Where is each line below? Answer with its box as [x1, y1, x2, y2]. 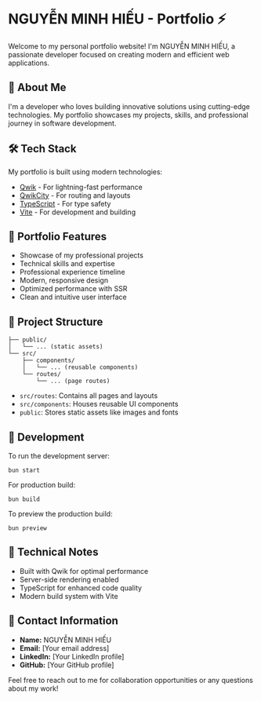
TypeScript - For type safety [19, 199, 111, 208]
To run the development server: [8, 451, 110, 460]
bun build [8, 495, 41, 503]
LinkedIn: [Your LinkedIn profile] [19, 652, 125, 661]
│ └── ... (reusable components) [22, 363, 139, 371]
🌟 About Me [8, 81, 67, 94]
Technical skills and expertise [19, 259, 115, 268]
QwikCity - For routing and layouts [19, 190, 131, 200]
